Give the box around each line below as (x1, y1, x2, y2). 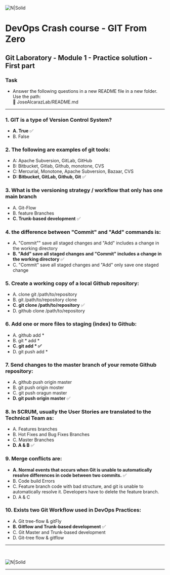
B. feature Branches (12, 210, 55, 216)
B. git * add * (12, 337, 40, 343)
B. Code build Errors (12, 478, 55, 484)
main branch (5, 193, 37, 200)
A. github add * (12, 332, 45, 338)
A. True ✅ (12, 128, 34, 134)
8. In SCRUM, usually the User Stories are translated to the (5, 408, 152, 415)
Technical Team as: (5, 414, 54, 421)
